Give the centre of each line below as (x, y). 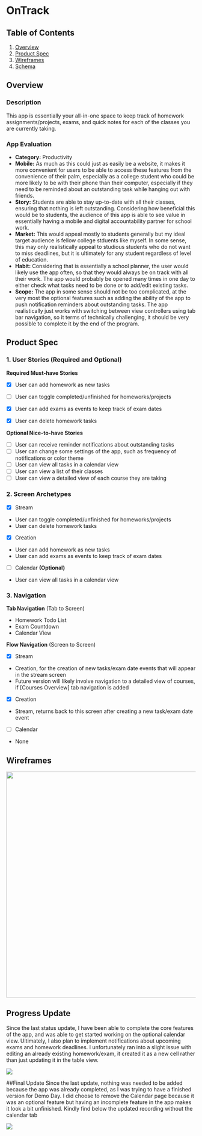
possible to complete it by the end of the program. (77, 324)
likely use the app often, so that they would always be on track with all (102, 272)
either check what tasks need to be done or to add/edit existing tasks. (101, 285)
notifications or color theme (49, 458)
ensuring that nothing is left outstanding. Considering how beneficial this (105, 208)
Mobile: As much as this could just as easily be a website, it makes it (100, 163)
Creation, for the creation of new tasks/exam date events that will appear (105, 668)
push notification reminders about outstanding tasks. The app (91, 304)
